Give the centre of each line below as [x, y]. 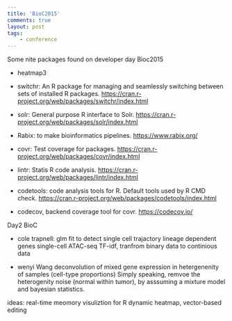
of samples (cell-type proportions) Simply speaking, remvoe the [109, 274]
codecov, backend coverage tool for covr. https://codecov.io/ [105, 212]
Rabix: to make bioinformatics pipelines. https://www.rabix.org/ [107, 136]
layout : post [26, 26]
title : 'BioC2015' [34, 14]
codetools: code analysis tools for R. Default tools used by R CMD [111, 191]
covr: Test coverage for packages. [66, 149]
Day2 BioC [23, 225]
